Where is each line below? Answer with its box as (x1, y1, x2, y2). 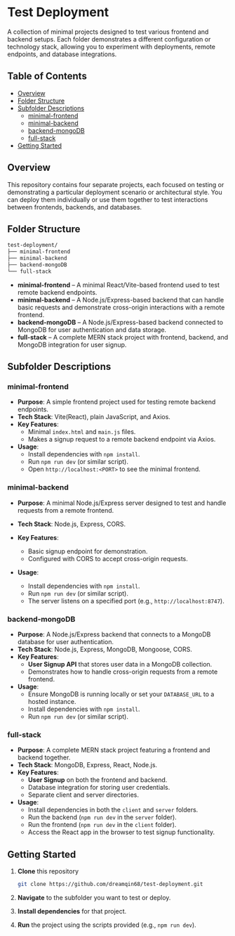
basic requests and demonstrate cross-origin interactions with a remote (17, 303, 225, 312)
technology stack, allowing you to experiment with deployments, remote (7, 42, 216, 51)
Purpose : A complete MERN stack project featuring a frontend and (17, 746, 210, 755)
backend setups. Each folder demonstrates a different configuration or (7, 34, 211, 43)
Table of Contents (7, 70, 88, 82)
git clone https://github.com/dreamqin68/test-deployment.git (17, 880, 203, 888)
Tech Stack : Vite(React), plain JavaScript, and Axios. (17, 413, 170, 421)
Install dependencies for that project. (17, 907, 127, 916)
